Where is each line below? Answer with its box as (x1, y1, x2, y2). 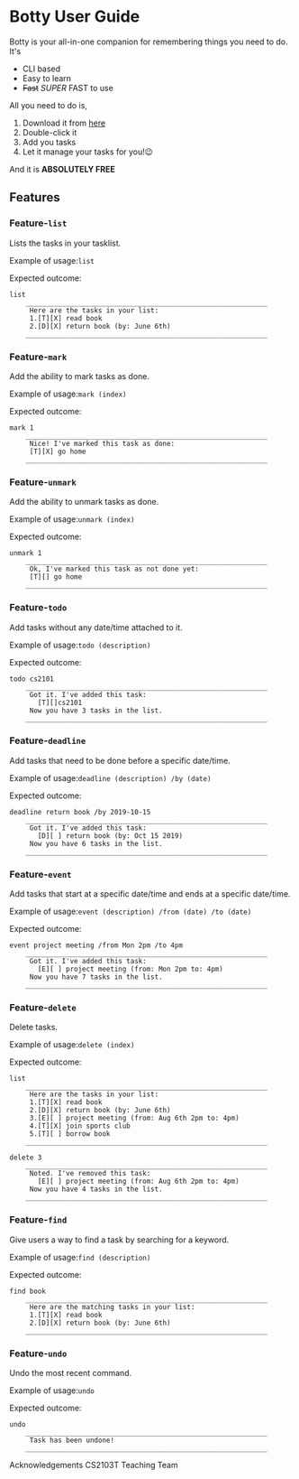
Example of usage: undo (9, 1385, 95, 1396)
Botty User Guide (9, 6, 140, 27)
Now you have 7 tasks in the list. (29, 972, 164, 981)
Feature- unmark (9, 476, 77, 488)
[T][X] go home (29, 447, 87, 456)
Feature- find (9, 1214, 68, 1226)
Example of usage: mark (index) (9, 388, 127, 399)
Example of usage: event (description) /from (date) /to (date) (9, 906, 252, 917)
